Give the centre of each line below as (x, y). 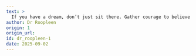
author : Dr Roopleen (31, 22)
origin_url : (21, 33)
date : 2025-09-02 (27, 44)
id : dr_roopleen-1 (28, 38)
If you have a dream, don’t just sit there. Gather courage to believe (101, 17)
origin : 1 (18, 28)
